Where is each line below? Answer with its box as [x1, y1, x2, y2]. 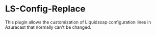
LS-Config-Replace [5, 3, 86, 14]
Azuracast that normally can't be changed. [5, 24, 92, 30]
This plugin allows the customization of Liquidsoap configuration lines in [5, 19, 151, 25]
